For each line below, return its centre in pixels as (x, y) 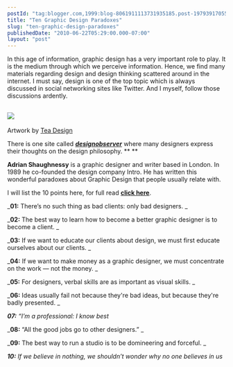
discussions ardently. (37, 96)
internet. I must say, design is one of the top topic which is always (101, 81)
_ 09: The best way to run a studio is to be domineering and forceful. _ (107, 343)
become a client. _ (33, 226)
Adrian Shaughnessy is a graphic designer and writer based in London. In (113, 164)
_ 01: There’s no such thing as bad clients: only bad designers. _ (98, 206)
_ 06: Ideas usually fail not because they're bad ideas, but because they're (113, 295)
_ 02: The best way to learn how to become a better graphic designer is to (112, 220)
